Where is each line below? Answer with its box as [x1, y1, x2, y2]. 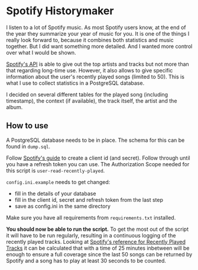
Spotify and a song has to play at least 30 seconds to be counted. [6, 257, 167, 264]
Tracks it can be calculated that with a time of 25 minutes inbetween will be [6, 244, 190, 252]
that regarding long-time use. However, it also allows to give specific [6, 66, 173, 74]
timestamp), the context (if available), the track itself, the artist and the [6, 97, 177, 104]
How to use [6, 120, 48, 131]
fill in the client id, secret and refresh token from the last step [14, 196, 164, 203]
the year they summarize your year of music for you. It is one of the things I [6, 30, 190, 37]
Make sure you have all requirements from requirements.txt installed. [6, 214, 176, 221]
